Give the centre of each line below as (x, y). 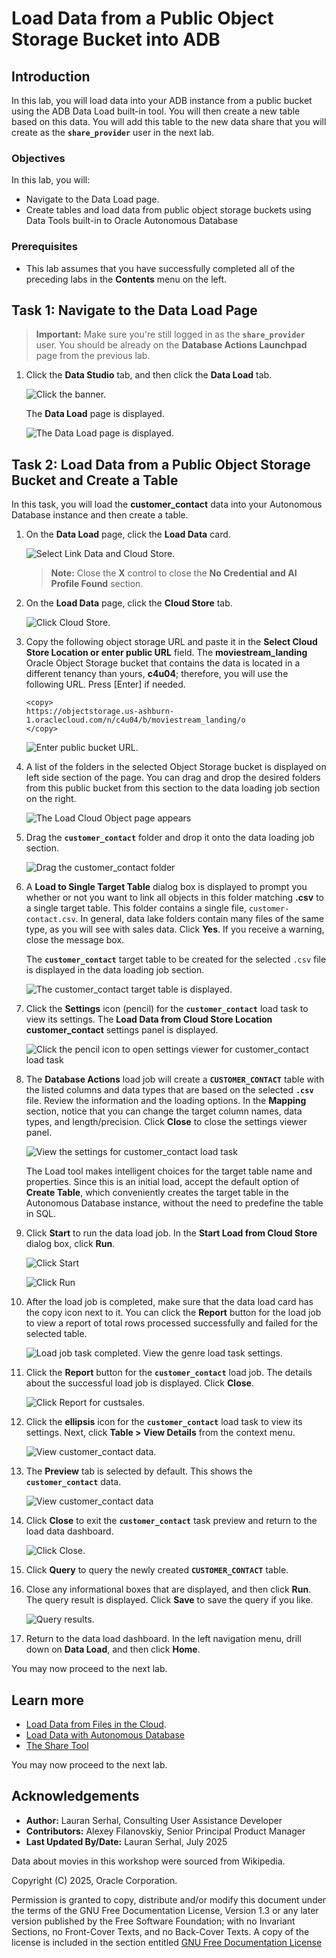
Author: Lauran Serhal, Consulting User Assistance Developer (154, 1820)
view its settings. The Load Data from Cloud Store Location (149, 1019)
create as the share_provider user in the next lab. (113, 132)
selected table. (56, 1334)
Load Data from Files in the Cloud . (96, 1724)
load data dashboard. (69, 1531)
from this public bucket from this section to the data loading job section (173, 788)
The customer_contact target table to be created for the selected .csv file (176, 959)
